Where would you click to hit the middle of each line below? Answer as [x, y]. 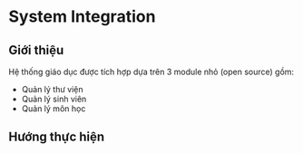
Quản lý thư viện [52, 89]
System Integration [82, 17]
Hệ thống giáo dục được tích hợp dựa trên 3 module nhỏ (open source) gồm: [151, 72]
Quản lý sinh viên [54, 99]
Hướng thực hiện [57, 137]
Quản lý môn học [54, 109]
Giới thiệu [36, 50]
